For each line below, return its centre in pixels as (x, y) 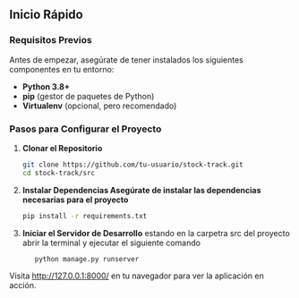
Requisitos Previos (51, 40)
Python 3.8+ (46, 86)
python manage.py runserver (87, 259)
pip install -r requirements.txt (85, 216)
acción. (23, 285)
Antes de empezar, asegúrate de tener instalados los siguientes (127, 60)
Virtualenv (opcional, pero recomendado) (99, 106)
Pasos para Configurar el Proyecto (85, 129)
